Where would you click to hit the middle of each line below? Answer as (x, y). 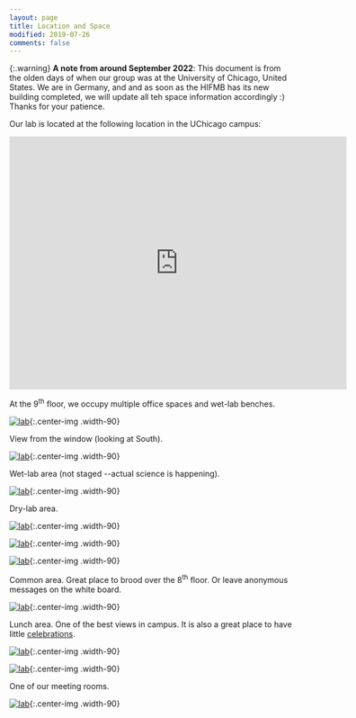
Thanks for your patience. (57, 107)
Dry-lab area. (34, 508)
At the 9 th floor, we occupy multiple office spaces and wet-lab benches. (142, 403)
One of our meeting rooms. (59, 686)
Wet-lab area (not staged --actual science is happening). (115, 473)
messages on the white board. (65, 589)
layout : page (34, 18)
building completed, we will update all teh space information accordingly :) (147, 97)
